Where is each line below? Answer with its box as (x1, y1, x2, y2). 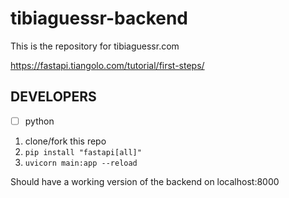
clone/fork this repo (24, 135, 107, 147)
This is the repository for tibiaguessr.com (10, 40, 180, 52)
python (24, 115, 55, 127)
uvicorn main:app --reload (24, 158, 138, 168)
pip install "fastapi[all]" (24, 147, 142, 157)
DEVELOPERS (10, 88, 97, 106)
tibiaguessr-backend (10, 7, 189, 30)
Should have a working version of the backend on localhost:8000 (10, 175, 280, 187)
